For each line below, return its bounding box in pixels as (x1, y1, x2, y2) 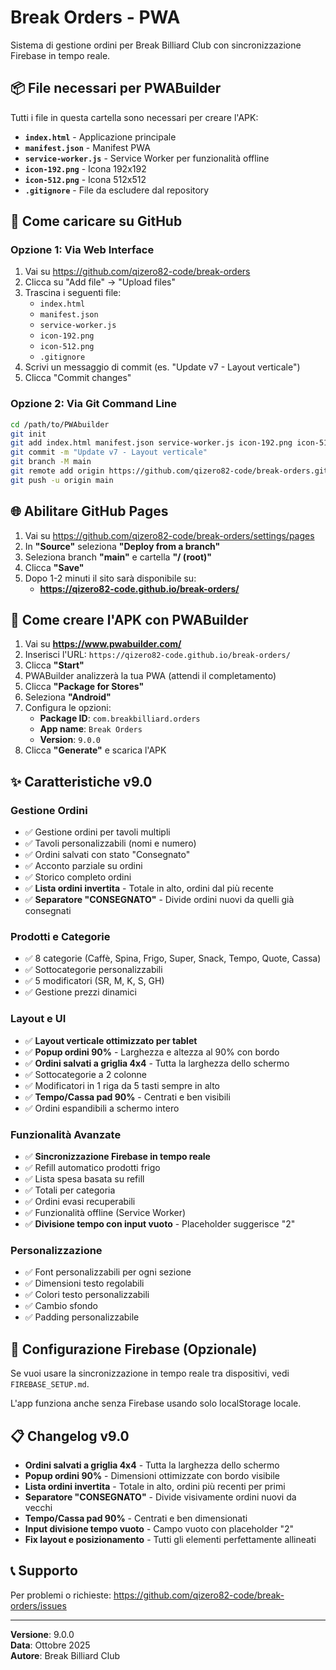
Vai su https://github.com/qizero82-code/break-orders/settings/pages (24, 529, 315, 541)
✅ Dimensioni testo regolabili (24, 1277, 145, 1290)
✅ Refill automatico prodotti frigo (24, 1162, 161, 1174)
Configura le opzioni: (24, 702, 112, 714)
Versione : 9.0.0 (10, 1628, 75, 1640)
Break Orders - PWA (10, 6, 181, 29)
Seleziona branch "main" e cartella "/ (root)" (24, 551, 213, 563)
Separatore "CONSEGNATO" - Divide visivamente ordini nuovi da (24, 1491, 297, 1503)
